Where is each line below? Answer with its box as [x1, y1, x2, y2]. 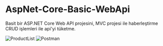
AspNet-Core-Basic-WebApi [5, 4, 130, 15]
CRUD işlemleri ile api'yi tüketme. [5, 25, 76, 31]
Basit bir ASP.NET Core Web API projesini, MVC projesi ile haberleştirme [5, 20, 158, 26]
